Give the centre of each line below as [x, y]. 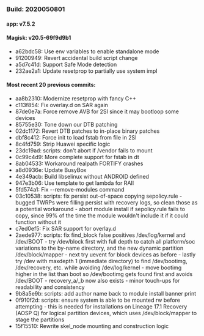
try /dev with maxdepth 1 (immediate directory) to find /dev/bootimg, [101, 261]
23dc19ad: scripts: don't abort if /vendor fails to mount [84, 150]
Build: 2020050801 [36, 9]
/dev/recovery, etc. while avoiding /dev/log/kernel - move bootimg [98, 267]
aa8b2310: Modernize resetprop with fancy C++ [75, 98]
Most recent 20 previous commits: [51, 85]
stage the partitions [40, 319]
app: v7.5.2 [21, 24]
